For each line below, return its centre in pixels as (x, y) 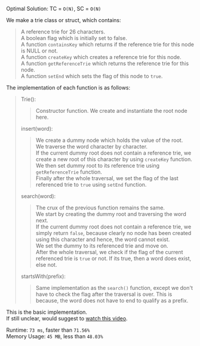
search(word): (38, 196)
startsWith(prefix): (43, 276)
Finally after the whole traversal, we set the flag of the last (107, 178)
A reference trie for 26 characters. (63, 32)
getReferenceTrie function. (69, 172)
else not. (46, 265)
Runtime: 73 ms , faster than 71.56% (48, 330)
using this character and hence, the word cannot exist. (103, 239)
